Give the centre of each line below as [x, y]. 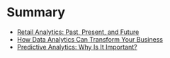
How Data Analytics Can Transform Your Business [90, 39]
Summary [36, 12]
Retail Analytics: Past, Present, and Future [78, 32]
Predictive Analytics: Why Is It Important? [77, 47]
